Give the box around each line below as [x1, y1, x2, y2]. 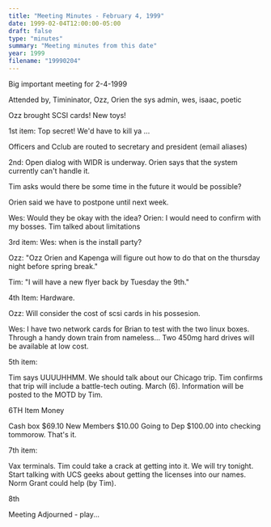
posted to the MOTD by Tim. [8, 390, 104, 399]
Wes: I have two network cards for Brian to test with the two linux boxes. [8, 324, 250, 334]
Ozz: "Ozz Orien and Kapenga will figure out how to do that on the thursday [8, 252, 260, 263]
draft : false [8, 27, 53, 35]
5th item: [8, 356, 38, 366]
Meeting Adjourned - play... [8, 509, 100, 519]
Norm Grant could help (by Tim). [8, 478, 116, 487]
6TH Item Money [8, 405, 65, 415]
